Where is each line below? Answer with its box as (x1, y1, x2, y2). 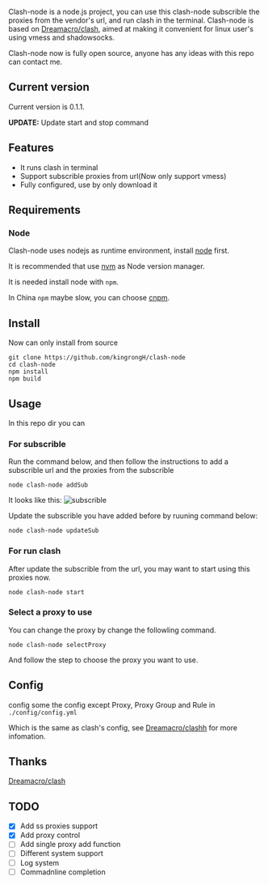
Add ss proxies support (19, 821, 98, 831)
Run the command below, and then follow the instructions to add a (8, 457, 228, 466)
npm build (8, 375, 42, 383)
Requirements (8, 203, 81, 217)
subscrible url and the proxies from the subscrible (8, 466, 174, 475)
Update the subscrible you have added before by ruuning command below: (8, 511, 258, 521)
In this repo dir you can (8, 418, 86, 428)
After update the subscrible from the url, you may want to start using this (8, 564, 250, 573)
